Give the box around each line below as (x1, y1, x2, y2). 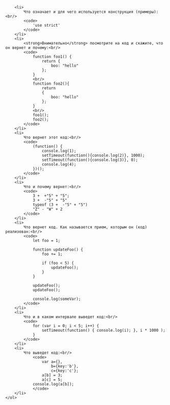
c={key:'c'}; (51, 368, 79, 373)
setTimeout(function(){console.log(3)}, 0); (41, 157, 138, 163)
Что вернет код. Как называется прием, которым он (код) (23, 225, 147, 230)
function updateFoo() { (32, 247, 83, 252)
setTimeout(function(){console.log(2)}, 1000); (41, 153, 145, 158)
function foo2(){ (32, 81, 70, 86)
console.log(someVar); (32, 296, 81, 301)
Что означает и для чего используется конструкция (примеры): (23, 9, 159, 14)
